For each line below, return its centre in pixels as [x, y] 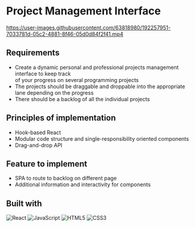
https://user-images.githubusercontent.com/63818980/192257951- [89, 28]
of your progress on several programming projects [77, 80]
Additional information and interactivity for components [83, 184]
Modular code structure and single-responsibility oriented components [102, 138]
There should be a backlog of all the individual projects [82, 99]
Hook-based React [38, 132]
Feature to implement [47, 164]
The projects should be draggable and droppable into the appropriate [100, 86]
